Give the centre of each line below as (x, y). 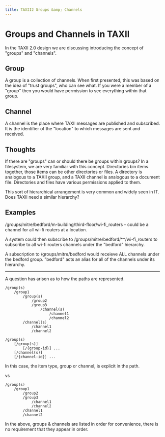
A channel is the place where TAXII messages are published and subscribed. (83, 123)
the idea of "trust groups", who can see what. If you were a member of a (78, 86)
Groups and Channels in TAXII (68, 34)
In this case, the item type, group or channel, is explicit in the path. (72, 366)
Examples (20, 213)
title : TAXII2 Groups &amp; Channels (44, 10)
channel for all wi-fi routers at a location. (46, 229)
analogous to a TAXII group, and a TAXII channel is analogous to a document (82, 177)
